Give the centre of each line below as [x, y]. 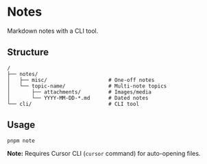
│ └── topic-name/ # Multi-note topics [87, 86]
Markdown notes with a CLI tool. [53, 31]
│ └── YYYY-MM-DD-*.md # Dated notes [78, 98]
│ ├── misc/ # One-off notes [81, 80]
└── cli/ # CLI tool [73, 104]
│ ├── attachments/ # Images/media [80, 92]
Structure [28, 52]
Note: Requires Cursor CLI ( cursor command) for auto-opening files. [104, 154]
